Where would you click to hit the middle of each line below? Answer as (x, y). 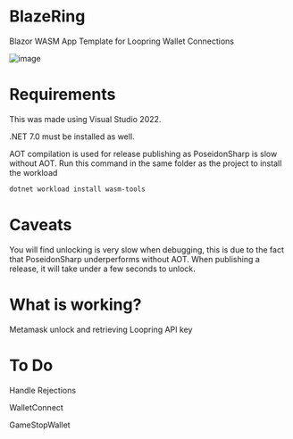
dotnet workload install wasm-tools (77, 189)
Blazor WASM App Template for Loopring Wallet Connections (122, 41)
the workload (33, 172)
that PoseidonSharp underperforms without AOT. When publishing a (135, 259)
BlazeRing (47, 17)
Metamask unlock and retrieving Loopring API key (101, 329)
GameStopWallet (40, 425)
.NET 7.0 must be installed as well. (72, 137)
